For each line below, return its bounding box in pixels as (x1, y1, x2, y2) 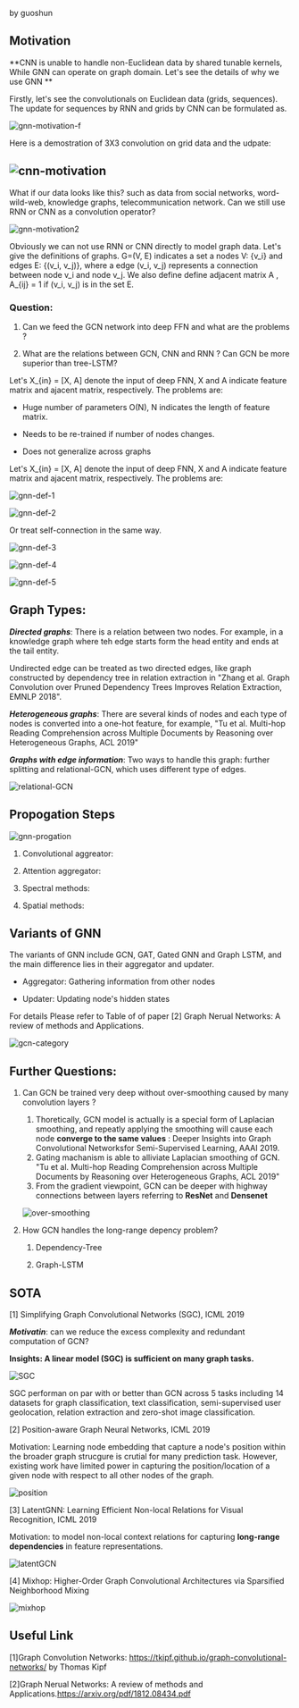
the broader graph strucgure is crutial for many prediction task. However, (9, 1451, 278, 1461)
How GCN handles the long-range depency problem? (21, 1224, 219, 1236)
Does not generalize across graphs (21, 446, 152, 457)
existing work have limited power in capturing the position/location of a (9, 1460, 270, 1471)
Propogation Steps (9, 807, 116, 822)
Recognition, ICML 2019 (9, 1514, 97, 1525)
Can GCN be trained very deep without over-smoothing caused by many (21, 1088, 289, 1098)
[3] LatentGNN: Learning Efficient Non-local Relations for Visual (9, 1504, 244, 1515)
